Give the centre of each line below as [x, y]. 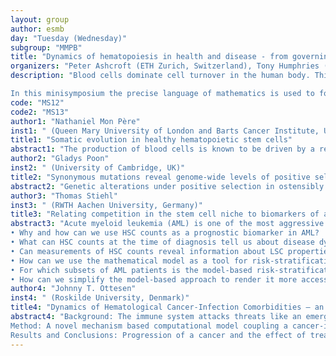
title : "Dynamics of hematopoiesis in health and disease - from [149, 57]
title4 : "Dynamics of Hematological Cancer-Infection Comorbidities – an [167, 307]
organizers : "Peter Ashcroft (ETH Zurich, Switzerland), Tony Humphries [165, 66]
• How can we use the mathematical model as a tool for [129, 261]
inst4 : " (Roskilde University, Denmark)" [100, 298]
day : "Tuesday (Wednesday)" [69, 38]
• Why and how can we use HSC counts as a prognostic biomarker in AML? [165, 233]
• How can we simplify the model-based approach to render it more [154, 279]
